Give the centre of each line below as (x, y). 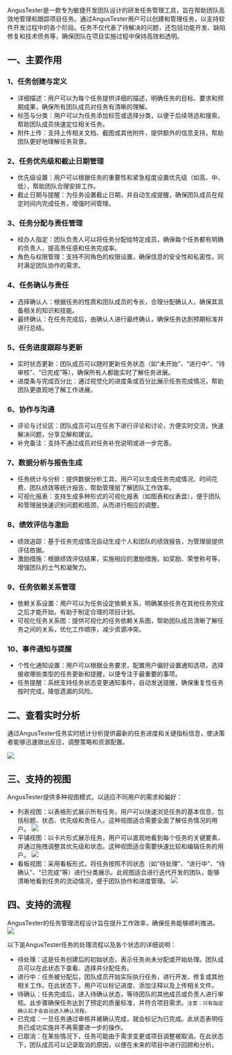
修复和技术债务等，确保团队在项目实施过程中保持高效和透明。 (95, 36)
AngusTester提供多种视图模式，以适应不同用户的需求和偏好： (95, 796)
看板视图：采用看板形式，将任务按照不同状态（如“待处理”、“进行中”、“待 (121, 863)
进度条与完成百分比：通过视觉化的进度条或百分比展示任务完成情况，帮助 (120, 381)
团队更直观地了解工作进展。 (57, 390)
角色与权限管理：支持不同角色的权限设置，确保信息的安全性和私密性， (117, 257)
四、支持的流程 (39, 905)
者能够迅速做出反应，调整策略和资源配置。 (68, 742)
